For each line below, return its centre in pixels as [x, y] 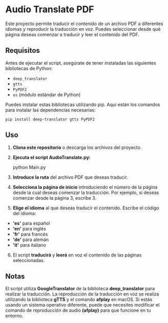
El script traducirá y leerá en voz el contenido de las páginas [77, 255]
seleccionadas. [29, 260]
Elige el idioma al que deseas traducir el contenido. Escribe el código [86, 208]
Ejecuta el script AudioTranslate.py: [52, 157]
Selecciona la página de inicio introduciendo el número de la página [85, 187]
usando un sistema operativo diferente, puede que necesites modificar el [82, 305]
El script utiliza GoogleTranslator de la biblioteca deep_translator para [80, 289]
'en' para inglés [29, 228]
